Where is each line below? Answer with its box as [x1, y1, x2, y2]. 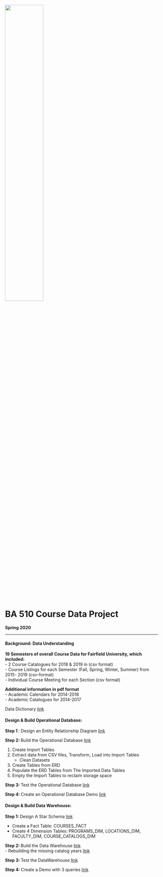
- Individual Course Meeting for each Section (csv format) [5, 677, 121, 683]
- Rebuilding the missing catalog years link [5, 848, 90, 854]
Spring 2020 [5, 624, 31, 630]
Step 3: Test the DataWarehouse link [5, 857, 78, 863]
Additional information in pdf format [5, 687, 79, 692]
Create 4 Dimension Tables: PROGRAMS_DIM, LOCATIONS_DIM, [12, 828, 141, 834]
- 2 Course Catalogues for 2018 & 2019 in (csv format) [5, 661, 114, 668]
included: [5, 656, 25, 662]
